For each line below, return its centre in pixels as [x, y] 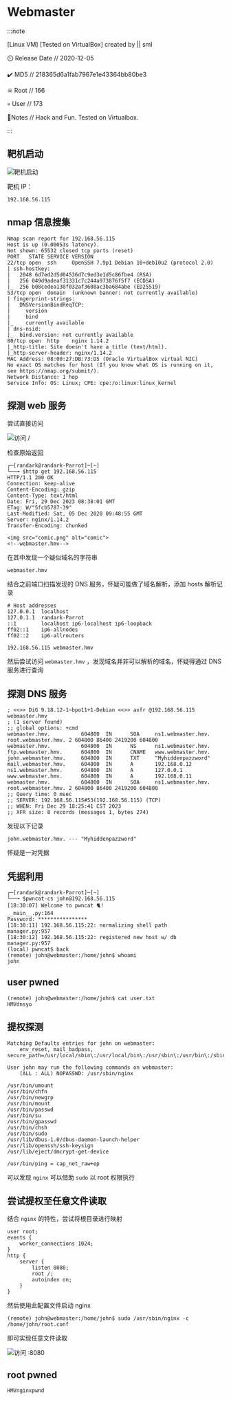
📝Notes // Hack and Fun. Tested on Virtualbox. [73, 117]
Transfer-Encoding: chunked [47, 526]
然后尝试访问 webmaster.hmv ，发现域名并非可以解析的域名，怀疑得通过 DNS [114, 661]
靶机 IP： [20, 186]
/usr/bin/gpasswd [32, 1121]
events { [20, 1238]
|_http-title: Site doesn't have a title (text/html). [87, 347]
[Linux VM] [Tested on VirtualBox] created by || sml [80, 44]
